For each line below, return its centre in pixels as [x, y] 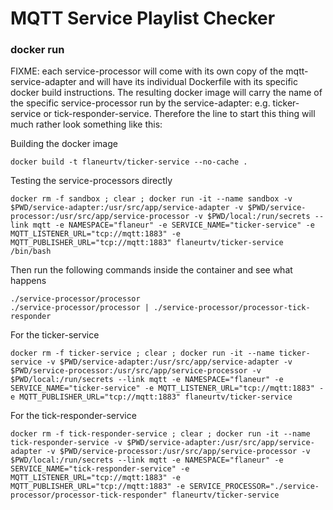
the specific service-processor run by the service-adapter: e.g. [140, 103]
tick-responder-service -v [66, 443]
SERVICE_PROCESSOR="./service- [254, 487]
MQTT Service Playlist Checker [143, 18]
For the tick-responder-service [73, 416]
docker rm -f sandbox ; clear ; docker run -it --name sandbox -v [151, 199]
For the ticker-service [55, 335]
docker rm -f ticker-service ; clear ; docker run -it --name [142, 353]
